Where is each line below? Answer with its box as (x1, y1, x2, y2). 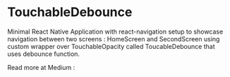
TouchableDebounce (7, 4, 133, 20)
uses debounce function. (7, 50, 80, 58)
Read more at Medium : (7, 63, 75, 71)
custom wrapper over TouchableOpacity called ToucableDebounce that (7, 42, 215, 50)
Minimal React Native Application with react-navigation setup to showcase (7, 27, 224, 36)
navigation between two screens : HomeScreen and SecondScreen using (7, 34, 220, 43)
